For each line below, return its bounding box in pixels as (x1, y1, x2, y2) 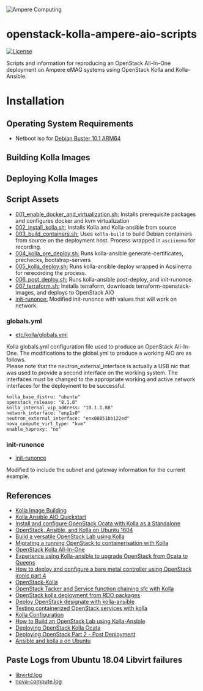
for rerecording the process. (15, 269, 87, 276)
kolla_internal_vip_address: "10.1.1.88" (6, 404, 114, 411)
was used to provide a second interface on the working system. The (6, 369, 179, 376)
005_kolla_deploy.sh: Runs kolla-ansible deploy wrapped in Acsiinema (15, 263, 192, 270)
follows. (6, 356, 26, 363)
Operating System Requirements (6, 118, 134, 129)
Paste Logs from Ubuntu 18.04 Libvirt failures (6, 655, 183, 665)
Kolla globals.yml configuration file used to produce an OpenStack (6, 342, 173, 350)
